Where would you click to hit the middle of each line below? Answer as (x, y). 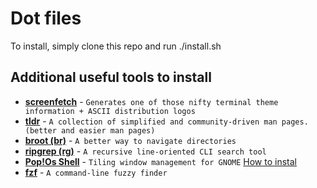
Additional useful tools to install (111, 77)
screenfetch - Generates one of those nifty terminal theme (151, 101)
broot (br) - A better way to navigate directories (130, 140)
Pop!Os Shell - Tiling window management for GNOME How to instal (160, 161)
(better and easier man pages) (90, 130)
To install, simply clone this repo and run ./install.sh (116, 46)
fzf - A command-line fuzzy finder (96, 172)
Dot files (46, 18)
